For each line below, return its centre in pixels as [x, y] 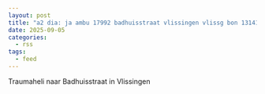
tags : [17, 52]
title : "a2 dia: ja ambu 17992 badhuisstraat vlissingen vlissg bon [123, 23]
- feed [26, 60]
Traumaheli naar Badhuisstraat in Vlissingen [80, 81]
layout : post [30, 15]
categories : [28, 37]
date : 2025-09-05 [37, 30]
